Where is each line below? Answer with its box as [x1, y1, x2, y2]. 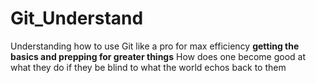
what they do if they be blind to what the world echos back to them [10, 61, 287, 73]
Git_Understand [10, 7, 144, 30]
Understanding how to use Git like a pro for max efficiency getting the [10, 40, 300, 52]
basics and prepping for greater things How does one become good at [10, 50, 306, 62]
